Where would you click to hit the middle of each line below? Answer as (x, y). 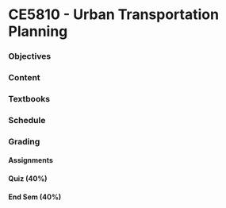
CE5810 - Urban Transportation (114, 15)
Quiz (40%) (28, 178)
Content (25, 78)
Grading (24, 141)
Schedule (27, 120)
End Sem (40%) (35, 197)
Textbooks (29, 98)
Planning (38, 31)
